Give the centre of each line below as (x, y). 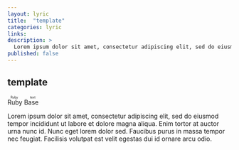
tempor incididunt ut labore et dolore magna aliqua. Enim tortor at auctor (113, 123)
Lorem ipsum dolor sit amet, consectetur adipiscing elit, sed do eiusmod (113, 116)
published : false (33, 54)
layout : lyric (28, 14)
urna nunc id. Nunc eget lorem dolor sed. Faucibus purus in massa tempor (116, 131)
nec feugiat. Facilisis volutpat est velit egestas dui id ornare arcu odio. (110, 139)
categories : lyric (34, 27)
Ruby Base (23, 102)
